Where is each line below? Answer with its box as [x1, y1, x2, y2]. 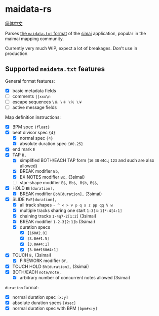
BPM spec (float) [12, 124, 50, 130]
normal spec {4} [19, 135, 53, 141]
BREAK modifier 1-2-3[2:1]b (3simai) [19, 219, 95, 224]
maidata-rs [5, 3, 52, 15]
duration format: [5, 284, 39, 290]
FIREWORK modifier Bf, [19, 258, 68, 263]
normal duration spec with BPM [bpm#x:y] [12, 305, 98, 311]
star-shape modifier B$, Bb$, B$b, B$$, [19, 179, 99, 185]
